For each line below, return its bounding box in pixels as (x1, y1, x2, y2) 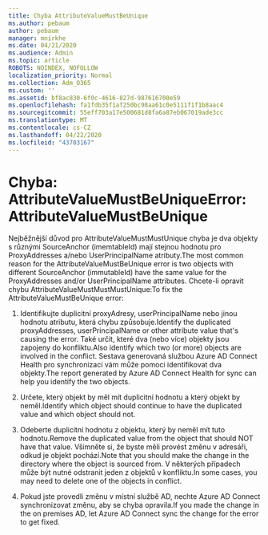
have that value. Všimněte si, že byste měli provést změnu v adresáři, (19, 442, 248, 452)
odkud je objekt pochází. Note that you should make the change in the (19, 451, 250, 460)
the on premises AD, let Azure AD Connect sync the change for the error (19, 509, 259, 518)
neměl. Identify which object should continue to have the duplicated (19, 401, 242, 411)
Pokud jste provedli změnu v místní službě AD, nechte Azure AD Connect (19, 492, 261, 501)
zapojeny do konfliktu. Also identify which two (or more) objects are (19, 342, 242, 353)
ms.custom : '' (8, 86, 56, 95)
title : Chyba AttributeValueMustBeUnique (8, 11, 149, 20)
